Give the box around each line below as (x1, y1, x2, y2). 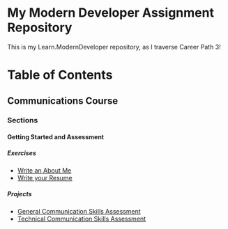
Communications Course (7, 95, 119, 106)
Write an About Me (17, 166, 72, 175)
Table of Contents (7, 68, 113, 83)
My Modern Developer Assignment (7, 5, 215, 21)
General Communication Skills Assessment (17, 207, 141, 215)
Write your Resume (17, 174, 73, 182)
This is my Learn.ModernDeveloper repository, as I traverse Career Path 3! (7, 42, 221, 51)
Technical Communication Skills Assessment (17, 214, 146, 223)
